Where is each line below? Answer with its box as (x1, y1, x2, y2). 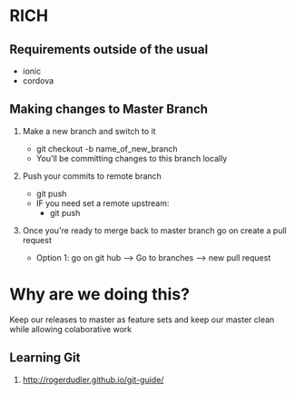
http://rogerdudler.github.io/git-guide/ (22, 374, 164, 385)
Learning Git (9, 350, 81, 366)
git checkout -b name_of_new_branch (35, 143, 178, 154)
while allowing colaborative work (9, 323, 133, 334)
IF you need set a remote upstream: (35, 197, 170, 209)
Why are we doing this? (9, 284, 191, 304)
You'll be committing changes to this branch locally (35, 153, 228, 163)
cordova (22, 75, 54, 86)
